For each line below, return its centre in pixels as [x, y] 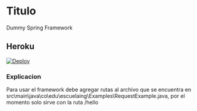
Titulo [21, 11]
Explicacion [24, 76]
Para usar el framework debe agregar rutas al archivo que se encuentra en [99, 90]
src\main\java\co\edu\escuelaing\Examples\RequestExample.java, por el [96, 96]
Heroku [20, 46]
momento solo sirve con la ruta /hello [52, 103]
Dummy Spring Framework [39, 28]
